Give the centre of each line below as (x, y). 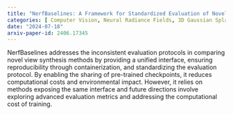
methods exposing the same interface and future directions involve (103, 89)
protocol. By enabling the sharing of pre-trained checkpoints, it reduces (110, 75)
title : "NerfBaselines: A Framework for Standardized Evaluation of (108, 14)
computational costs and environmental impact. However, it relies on (105, 82)
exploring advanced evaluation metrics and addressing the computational (112, 97)
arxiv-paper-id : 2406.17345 (48, 33)
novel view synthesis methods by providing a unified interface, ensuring (110, 60)
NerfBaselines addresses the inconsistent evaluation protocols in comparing (116, 53)
